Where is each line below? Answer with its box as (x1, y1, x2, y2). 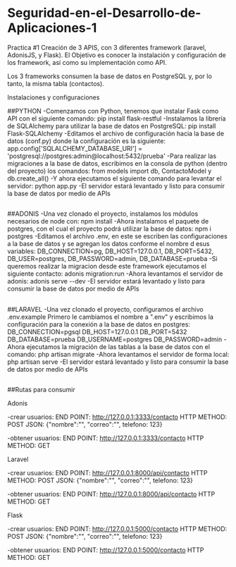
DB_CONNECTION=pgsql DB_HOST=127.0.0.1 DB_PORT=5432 (7, 327, 187, 336)
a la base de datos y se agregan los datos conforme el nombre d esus (7, 240, 210, 248)
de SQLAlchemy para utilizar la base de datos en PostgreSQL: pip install (7, 121, 216, 130)
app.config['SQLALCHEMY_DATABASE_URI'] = (7, 144, 143, 152)
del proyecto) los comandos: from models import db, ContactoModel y (7, 166, 212, 175)
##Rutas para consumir (7, 386, 75, 394)
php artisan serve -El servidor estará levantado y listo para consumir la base (7, 358, 229, 366)
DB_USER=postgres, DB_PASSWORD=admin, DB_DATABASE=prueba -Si (7, 255, 218, 263)
